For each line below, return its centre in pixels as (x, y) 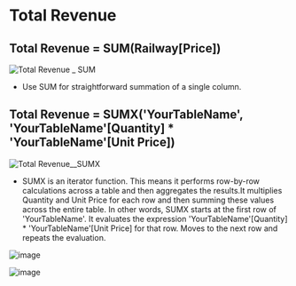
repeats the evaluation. (64, 237)
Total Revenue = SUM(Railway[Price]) (115, 48)
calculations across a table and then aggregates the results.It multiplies (152, 190)
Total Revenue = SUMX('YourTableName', (126, 115)
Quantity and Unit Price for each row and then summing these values (148, 200)
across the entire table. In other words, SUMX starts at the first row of (149, 209)
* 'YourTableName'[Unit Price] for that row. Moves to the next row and (150, 228)
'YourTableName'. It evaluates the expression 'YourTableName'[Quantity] (155, 218)
